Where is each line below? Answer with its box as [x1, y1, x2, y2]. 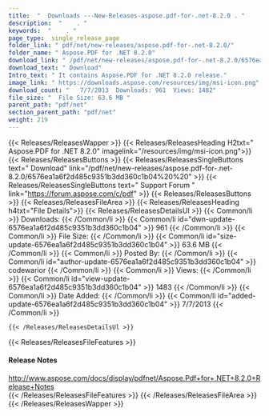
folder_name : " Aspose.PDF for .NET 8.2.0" [8, 49, 156, 57]
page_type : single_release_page [8, 34, 120, 42]
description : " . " [8, 19, 88, 27]
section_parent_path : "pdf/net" [8, 109, 116, 117]
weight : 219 [8, 116, 48, 124]
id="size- [206, 231, 238, 241]
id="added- [217, 290, 256, 300]
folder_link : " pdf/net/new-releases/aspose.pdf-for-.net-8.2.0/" [8, 42, 235, 50]
